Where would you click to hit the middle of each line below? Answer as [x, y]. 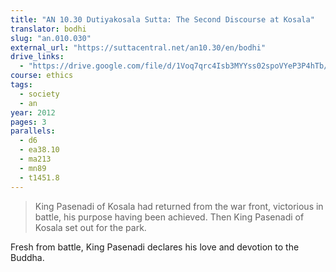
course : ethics [42, 76]
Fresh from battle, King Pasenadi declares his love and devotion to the [155, 247]
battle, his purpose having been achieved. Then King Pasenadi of [169, 217]
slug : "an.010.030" [51, 38]
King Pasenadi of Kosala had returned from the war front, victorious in [179, 206]
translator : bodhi [48, 29]
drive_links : [37, 57]
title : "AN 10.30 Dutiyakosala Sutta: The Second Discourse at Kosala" [162, 19]
